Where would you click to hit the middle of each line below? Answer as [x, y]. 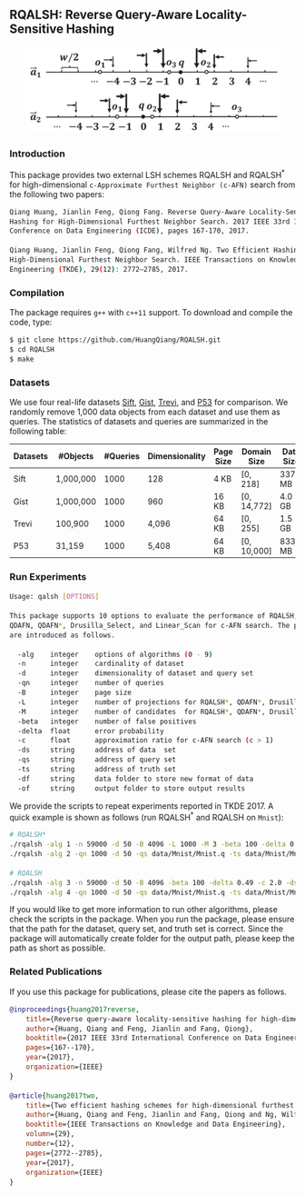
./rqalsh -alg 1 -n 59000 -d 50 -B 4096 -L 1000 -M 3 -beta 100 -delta [148, 844]
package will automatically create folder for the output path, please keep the [152, 939]
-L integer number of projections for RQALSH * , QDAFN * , [142, 702]
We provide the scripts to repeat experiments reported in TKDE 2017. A [142, 806]
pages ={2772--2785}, [64, 1153]
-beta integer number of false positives [107, 722]
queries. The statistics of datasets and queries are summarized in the [139, 422]
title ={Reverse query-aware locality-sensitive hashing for [142, 1019]
